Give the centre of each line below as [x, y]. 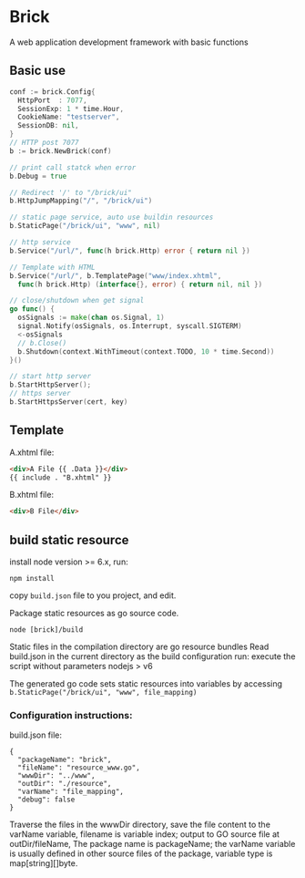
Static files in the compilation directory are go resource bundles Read [139, 647]
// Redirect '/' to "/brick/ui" [71, 192]
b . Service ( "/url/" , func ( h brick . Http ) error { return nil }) [130, 251]
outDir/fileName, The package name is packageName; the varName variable [152, 844]
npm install [32, 579]
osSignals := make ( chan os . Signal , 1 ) [91, 318]
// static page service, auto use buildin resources [112, 217]
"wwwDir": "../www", [56, 776]
